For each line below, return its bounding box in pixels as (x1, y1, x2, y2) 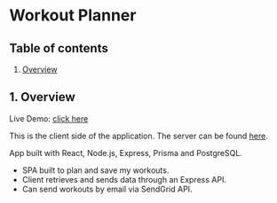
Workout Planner (9, 5, 137, 26)
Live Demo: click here (9, 113, 89, 124)
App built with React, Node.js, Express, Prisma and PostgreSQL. (9, 147, 242, 158)
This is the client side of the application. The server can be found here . (9, 130, 268, 141)
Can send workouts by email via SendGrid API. (21, 183, 193, 194)
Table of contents (9, 41, 108, 56)
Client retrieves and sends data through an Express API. (21, 174, 226, 184)
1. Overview (9, 90, 75, 105)
